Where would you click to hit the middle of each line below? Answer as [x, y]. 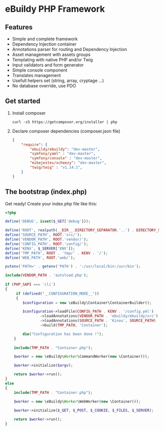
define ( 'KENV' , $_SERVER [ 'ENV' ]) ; [40, 249]
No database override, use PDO [44, 86]
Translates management [36, 75]
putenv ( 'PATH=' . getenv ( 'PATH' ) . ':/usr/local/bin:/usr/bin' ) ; [73, 266]
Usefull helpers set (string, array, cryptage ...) [58, 80]
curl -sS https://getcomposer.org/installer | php [65, 122]
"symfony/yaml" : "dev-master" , [63, 154]
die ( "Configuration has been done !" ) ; [63, 334]
